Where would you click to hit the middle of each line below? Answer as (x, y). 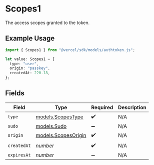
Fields (15, 93)
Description (132, 107)
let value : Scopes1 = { (30, 59)
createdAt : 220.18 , (30, 73)
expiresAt (19, 155)
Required (102, 107)
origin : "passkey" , (30, 68)
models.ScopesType (59, 117)
